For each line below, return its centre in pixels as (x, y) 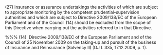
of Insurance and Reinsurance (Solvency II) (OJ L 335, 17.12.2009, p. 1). (76, 47)
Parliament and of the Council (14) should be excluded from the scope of (78, 22)
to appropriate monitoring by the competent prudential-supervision (72, 12)
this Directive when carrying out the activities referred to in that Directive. (79, 28)
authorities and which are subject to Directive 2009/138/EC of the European (81, 17)
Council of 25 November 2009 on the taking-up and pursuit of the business (81, 42)
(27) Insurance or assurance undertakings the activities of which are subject (81, 7)
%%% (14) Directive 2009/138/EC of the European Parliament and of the (78, 37)
